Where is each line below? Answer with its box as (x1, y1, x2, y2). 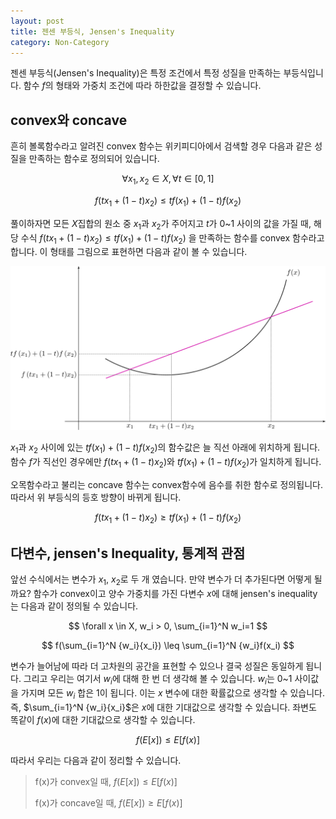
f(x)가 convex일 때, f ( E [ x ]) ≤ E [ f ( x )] (34, 775, 178, 787)
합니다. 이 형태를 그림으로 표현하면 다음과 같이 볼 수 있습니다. (10, 246, 248, 258)
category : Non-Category (10, 37, 110, 47)
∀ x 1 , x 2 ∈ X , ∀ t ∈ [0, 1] (121, 173, 215, 187)
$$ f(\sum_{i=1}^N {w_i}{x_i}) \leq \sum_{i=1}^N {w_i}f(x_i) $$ (41, 640, 295, 652)
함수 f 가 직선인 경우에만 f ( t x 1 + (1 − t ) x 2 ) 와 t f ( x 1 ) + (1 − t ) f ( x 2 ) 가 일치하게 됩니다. (10, 456, 322, 470)
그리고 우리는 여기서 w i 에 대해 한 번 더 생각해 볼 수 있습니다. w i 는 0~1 (23, 673, 293, 687)
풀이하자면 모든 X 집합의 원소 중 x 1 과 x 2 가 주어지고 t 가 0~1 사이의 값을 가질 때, (10, 217, 312, 232)
